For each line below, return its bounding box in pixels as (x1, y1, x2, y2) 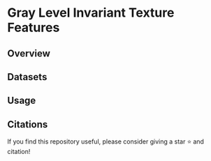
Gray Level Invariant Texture (7, 5, 175, 21)
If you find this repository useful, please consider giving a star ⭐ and (7, 137, 205, 146)
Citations (7, 118, 48, 130)
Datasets (7, 71, 48, 83)
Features (7, 20, 60, 36)
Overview (7, 47, 51, 59)
